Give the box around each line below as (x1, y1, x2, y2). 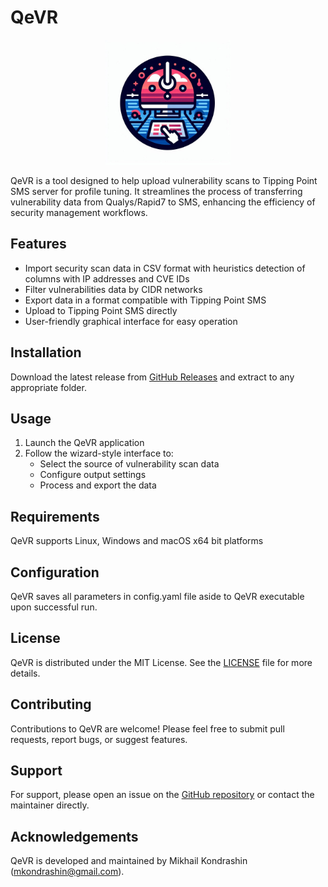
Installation (10, 344, 82, 361)
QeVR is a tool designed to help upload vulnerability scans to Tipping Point (10, 174, 318, 186)
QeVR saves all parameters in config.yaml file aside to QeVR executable (10, 591, 305, 602)
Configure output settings (39, 469, 147, 481)
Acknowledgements (10, 828, 139, 845)
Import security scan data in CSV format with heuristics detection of (24, 262, 306, 274)
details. (10, 667, 41, 679)
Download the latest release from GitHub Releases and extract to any (10, 371, 295, 383)
